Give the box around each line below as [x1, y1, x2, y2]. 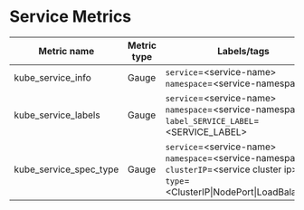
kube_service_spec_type [14, 163, 119, 176]
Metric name [38, 44, 95, 57]
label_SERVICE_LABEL [165, 116, 254, 126]
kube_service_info [14, 71, 92, 83]
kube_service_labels [14, 109, 101, 121]
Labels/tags [216, 44, 270, 57]
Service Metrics [9, 6, 132, 27]
